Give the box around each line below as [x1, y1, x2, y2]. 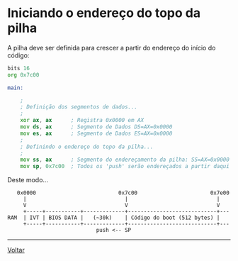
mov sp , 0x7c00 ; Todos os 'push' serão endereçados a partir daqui [20, 163, 230, 170]
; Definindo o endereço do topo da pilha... [20, 143, 154, 150]
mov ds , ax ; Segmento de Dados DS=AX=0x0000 [20, 123, 173, 130]
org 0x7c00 [7, 71, 40, 79]
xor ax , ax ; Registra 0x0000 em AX [20, 117, 144, 124]
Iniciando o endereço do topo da [7, 5, 200, 21]
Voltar [7, 246, 25, 255]
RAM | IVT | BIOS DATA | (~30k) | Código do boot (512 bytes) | [7, 214, 220, 221]
